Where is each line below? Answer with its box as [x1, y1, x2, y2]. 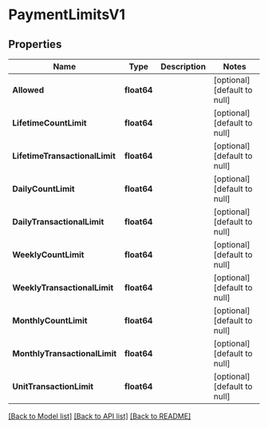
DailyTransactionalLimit [12, 216, 104, 227]
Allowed [12, 85, 45, 95]
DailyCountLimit [12, 184, 75, 194]
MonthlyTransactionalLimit [12, 348, 117, 359]
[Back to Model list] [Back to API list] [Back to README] [8, 411, 191, 421]
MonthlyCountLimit [12, 315, 88, 326]
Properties [8, 38, 62, 51]
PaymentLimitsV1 [8, 6, 126, 24]
